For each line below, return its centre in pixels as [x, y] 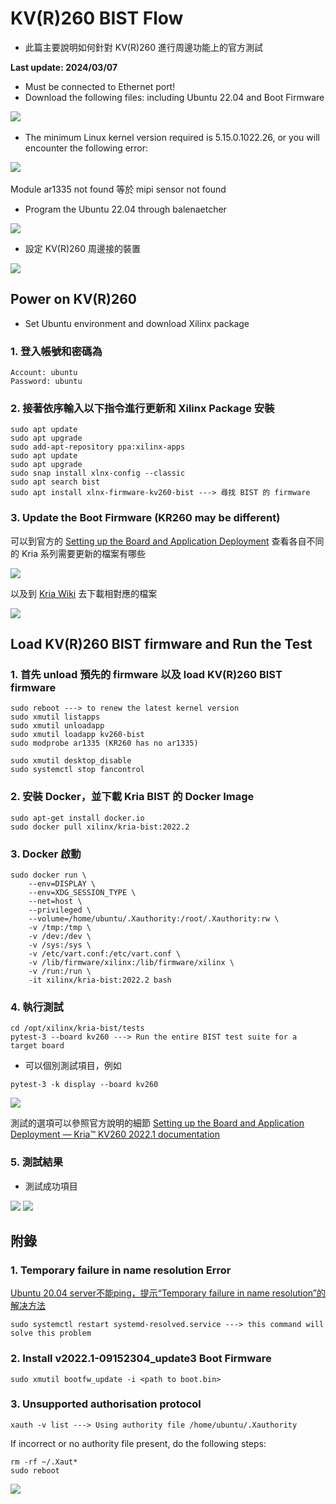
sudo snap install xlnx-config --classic [98, 473]
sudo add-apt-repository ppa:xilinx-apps [98, 447]
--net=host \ [55, 901]
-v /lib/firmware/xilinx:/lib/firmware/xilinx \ [131, 962]
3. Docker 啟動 [46, 854]
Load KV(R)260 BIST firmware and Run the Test [161, 644]
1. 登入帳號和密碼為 [56, 351]
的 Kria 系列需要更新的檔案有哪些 [78, 553]
